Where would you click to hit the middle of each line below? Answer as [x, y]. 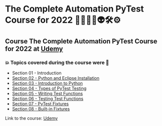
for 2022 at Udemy [34, 49]
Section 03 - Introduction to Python [48, 83]
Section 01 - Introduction [37, 73]
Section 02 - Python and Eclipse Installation [56, 78]
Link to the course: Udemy [32, 118]
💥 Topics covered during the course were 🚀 [57, 62]
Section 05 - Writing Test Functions [48, 93]
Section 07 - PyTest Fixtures [40, 104]
